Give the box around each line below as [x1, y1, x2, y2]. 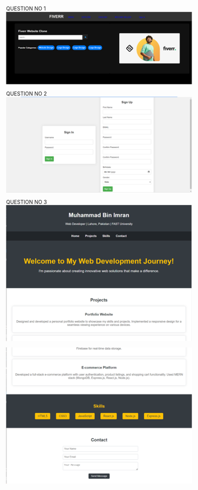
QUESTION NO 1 [6, 5, 46, 12]
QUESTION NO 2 [6, 90, 47, 97]
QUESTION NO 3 [6, 199, 47, 206]
